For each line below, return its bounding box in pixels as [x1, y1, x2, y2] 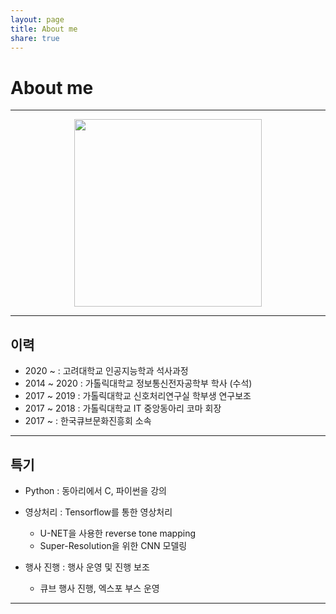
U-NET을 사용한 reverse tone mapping [39, 527, 197, 539]
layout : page [10, 14, 65, 25]
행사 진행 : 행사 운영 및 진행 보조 [24, 561, 150, 573]
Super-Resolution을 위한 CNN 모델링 [39, 539, 188, 551]
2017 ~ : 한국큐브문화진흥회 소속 [24, 415, 152, 427]
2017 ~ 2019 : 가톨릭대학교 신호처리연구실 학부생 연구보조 [24, 390, 252, 402]
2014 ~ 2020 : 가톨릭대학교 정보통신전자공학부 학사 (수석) [24, 377, 253, 390]
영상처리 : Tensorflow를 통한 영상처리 [24, 506, 173, 518]
